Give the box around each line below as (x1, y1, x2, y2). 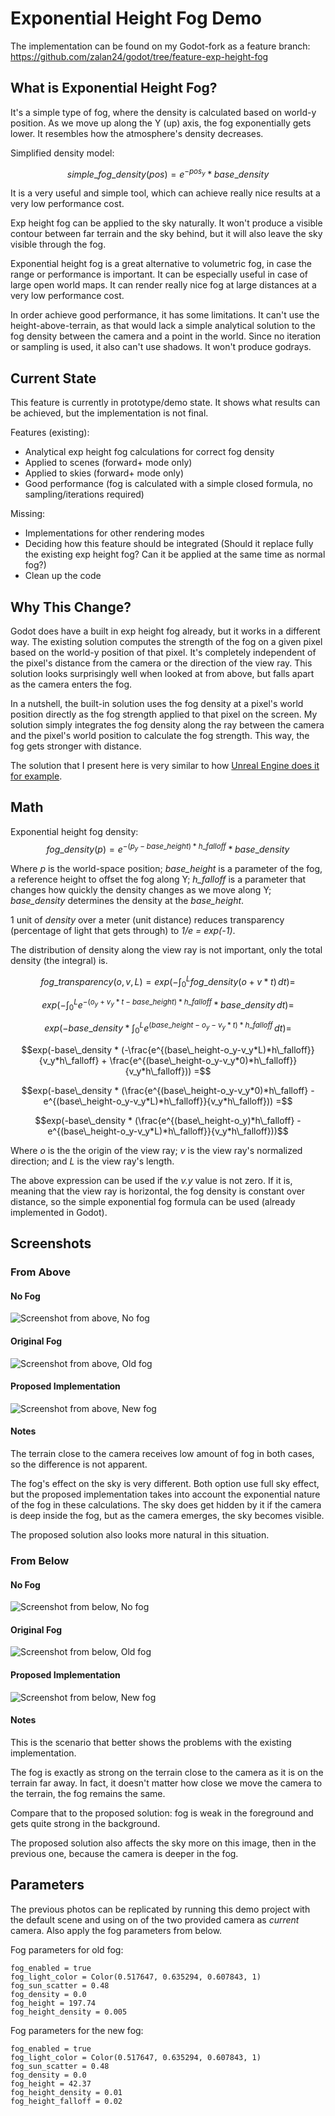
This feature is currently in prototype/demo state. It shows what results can (10, 397, 321, 409)
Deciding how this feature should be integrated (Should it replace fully (24, 538, 314, 550)
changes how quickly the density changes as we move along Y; (10, 883, 272, 896)
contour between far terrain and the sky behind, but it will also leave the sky (10, 228, 323, 240)
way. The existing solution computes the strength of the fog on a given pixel (10, 636, 323, 648)
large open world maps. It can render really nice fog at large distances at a (10, 279, 317, 291)
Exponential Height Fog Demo (10, 7, 262, 30)
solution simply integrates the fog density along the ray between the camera (10, 719, 325, 731)
